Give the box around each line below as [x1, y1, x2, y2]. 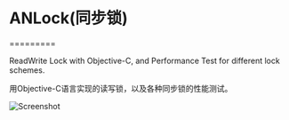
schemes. [9, 64, 45, 76]
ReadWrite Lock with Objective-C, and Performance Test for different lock [9, 55, 280, 66]
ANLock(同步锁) [9, 8, 129, 28]
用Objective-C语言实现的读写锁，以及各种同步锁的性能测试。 [9, 83, 233, 93]
